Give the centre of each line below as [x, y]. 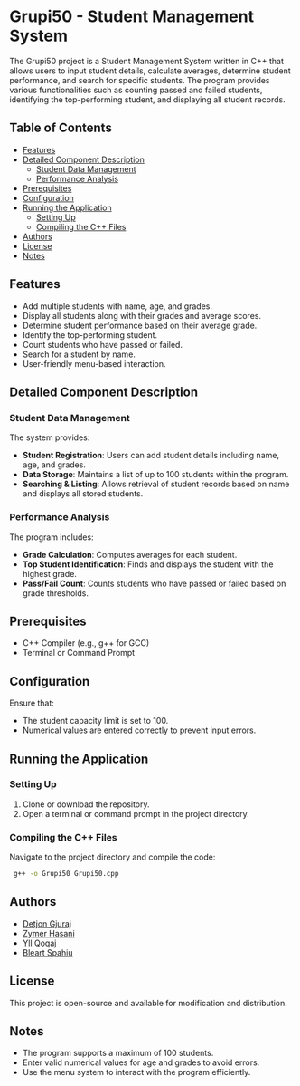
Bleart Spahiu [48, 952]
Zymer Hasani [48, 933]
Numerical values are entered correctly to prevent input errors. [139, 730]
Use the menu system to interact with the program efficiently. [136, 1072]
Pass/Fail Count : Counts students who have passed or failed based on [154, 583]
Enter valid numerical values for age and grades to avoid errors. [141, 1062]
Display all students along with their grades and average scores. [142, 315]
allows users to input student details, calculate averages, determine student [150, 71]
